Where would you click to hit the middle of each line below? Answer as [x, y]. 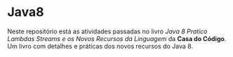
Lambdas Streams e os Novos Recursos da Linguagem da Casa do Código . [117, 38]
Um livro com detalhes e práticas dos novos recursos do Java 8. [100, 46]
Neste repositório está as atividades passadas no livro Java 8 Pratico [107, 31]
